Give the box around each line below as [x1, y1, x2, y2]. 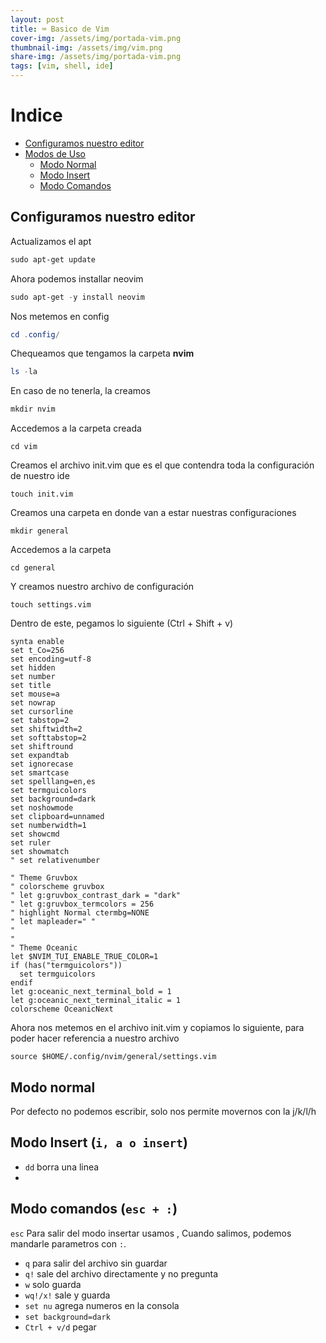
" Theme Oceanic [10, 943, 78, 953]
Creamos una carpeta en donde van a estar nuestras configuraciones [10, 507, 297, 519]
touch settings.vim [10, 600, 92, 610]
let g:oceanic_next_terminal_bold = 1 [10, 987, 172, 997]
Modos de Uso [24, 147, 87, 160]
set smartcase [10, 768, 70, 778]
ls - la [10, 367, 38, 377]
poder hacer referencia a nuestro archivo [10, 1032, 180, 1045]
